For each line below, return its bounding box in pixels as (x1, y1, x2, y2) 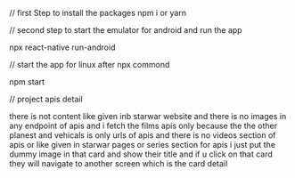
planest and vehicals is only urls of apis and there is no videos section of (9, 130, 276, 141)
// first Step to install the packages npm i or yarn (9, 8, 187, 18)
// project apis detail (9, 93, 83, 104)
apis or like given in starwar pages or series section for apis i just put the (9, 140, 276, 150)
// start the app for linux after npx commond (9, 60, 170, 69)
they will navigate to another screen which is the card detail (9, 158, 228, 168)
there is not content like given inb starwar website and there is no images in (9, 111, 287, 121)
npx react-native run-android (9, 42, 116, 53)
